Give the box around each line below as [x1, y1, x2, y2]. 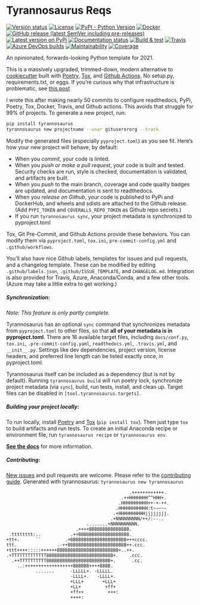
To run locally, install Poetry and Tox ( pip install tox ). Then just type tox [6, 418, 189, 425]
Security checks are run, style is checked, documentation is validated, [14, 168, 188, 175]
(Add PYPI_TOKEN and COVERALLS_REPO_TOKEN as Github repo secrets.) [14, 206, 182, 213]
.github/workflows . [6, 243, 54, 250]
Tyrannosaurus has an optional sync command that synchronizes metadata [6, 320, 190, 328]
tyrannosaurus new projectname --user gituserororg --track [6, 126, 159, 132]
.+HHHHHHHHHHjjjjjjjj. [113, 510, 170, 516]
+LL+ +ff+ [70, 583, 116, 590]
